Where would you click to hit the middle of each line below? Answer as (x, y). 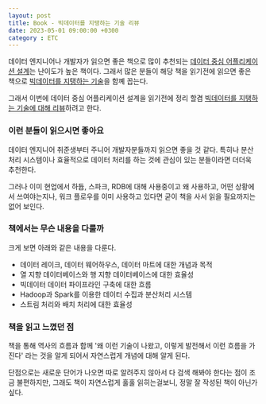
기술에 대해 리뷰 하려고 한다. (59, 108)
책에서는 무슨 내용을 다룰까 (56, 229)
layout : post (30, 16)
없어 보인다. (27, 206)
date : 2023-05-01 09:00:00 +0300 (64, 30)
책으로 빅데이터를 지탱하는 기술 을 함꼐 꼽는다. (78, 81)
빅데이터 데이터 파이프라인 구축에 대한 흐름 (86, 284)
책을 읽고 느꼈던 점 (41, 327)
